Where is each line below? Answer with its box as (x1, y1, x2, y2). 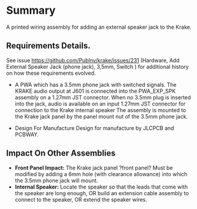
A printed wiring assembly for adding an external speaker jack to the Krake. (6, 23, 192, 31)
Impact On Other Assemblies (6, 148, 116, 159)
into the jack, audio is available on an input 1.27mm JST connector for (14, 100, 186, 107)
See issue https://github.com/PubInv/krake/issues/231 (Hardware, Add (6, 56, 180, 63)
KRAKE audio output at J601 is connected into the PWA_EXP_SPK (14, 87, 176, 95)
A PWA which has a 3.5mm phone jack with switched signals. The (14, 81, 177, 88)
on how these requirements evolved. (6, 69, 96, 77)
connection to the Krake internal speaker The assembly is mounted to (14, 106, 186, 114)
